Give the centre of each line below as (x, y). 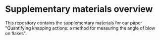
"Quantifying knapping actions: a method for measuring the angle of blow (80, 28)
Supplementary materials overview (79, 9)
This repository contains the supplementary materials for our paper (74, 23)
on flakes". (16, 33)
